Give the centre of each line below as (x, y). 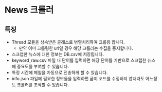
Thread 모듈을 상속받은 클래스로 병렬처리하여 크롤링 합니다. (68, 42)
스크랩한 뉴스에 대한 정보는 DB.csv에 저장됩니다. (58, 54)
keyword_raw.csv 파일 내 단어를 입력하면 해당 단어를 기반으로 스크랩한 (79, 60)
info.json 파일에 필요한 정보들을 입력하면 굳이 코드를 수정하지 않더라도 (78, 79)
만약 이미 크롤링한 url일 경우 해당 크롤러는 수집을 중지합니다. (76, 48)
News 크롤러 (29, 10)
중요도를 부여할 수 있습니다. (43, 66)
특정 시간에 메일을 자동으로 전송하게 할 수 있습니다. (60, 73)
